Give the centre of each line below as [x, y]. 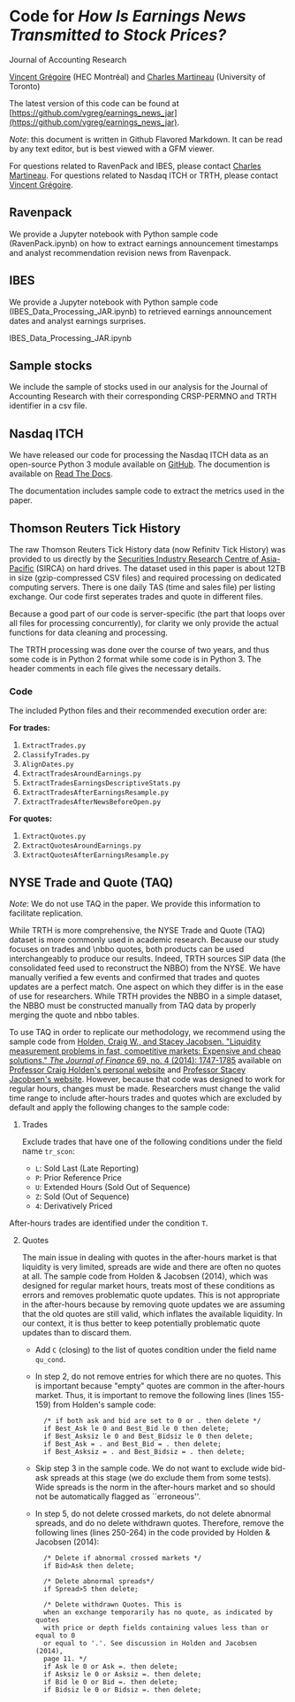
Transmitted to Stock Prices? [118, 35]
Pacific [22, 568]
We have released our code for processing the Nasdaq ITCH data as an [139, 455]
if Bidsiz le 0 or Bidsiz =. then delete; [122, 1690]
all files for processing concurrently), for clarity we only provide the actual [144, 623]
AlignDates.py [48, 765]
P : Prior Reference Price [78, 1178]
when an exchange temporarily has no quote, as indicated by [158, 1613]
